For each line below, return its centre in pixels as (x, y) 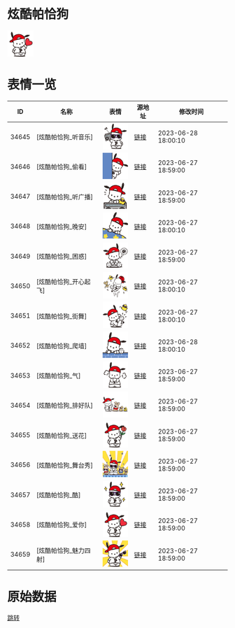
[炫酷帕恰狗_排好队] (64, 406)
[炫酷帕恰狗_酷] (58, 495)
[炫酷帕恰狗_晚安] (62, 226)
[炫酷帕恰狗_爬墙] (62, 345)
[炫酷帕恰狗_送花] (62, 435)
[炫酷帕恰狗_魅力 (60, 550)
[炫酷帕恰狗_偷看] (62, 167)
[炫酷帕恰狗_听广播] (64, 197)
